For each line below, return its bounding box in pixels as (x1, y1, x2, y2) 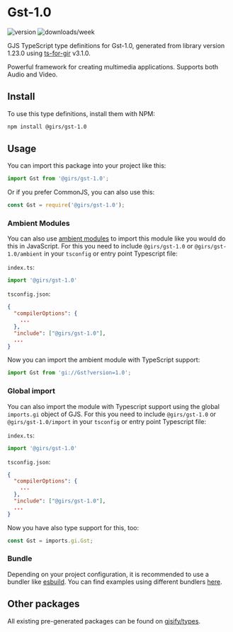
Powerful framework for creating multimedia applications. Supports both (7, 62, 219, 71)
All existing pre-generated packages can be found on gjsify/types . (7, 616, 200, 625)
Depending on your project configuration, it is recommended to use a (7, 570, 209, 578)
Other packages (7, 598, 80, 610)
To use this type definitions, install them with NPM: (7, 109, 156, 117)
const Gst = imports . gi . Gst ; (7, 537, 93, 544)
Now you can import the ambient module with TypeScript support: (7, 355, 200, 364)
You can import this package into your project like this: (7, 161, 166, 170)
